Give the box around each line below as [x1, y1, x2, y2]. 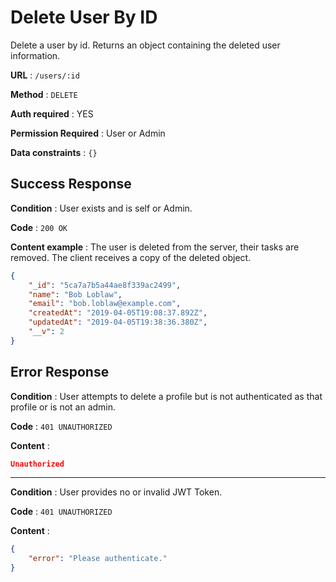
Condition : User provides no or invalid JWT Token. [10, 486, 223, 498]
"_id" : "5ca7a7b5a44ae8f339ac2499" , [28, 280, 182, 290]
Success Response [10, 176, 132, 193]
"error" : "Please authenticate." [28, 554, 168, 564]
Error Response [10, 364, 110, 381]
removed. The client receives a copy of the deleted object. [10, 251, 252, 263]
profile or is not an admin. [10, 401, 117, 413]
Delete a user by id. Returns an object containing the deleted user [10, 39, 281, 51]
